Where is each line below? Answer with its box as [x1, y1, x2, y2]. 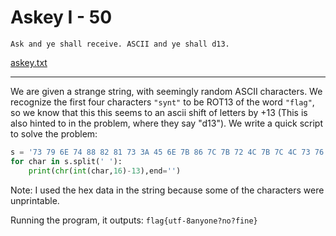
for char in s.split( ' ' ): [10, 156, 123, 166]
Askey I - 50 [10, 6, 113, 29]
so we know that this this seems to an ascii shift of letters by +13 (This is [10, 106, 308, 118]
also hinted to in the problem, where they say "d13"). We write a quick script [10, 117, 323, 129]
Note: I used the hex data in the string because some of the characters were [10, 184, 325, 196]
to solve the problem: [10, 127, 98, 140]
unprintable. [10, 194, 60, 206]
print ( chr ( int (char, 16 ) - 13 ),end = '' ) [28, 166, 182, 176]
